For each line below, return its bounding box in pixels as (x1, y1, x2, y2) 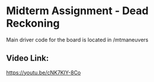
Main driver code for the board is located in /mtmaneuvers (6, 36, 149, 43)
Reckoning (6, 17, 60, 30)
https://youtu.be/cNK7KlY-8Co (6, 69, 81, 76)
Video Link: (6, 53, 49, 63)
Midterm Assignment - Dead (6, 4, 149, 18)
